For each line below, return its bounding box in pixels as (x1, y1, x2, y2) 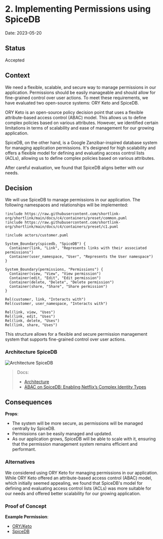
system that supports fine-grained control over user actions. (5, 336, 126, 343)
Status (5, 44, 26, 52)
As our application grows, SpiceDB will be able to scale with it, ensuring (12, 436, 156, 442)
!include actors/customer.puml (5, 233, 69, 238)
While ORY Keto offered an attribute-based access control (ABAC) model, (5, 475, 152, 481)
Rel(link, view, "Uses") (5, 310, 55, 315)
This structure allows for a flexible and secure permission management (5, 331, 147, 337)
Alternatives (5, 458, 35, 465)
